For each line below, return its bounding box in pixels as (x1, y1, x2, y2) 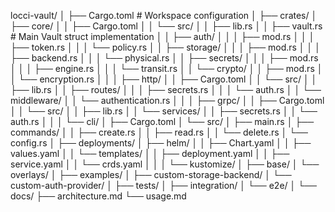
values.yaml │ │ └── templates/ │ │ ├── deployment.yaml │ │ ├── (10, 148, 290, 159)
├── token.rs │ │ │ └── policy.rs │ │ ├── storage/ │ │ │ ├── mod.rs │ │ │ (10, 41, 321, 53)
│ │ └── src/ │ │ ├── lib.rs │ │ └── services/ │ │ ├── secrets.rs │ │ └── (10, 105, 318, 117)
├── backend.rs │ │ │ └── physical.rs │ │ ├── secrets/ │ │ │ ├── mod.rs (10, 52, 319, 64)
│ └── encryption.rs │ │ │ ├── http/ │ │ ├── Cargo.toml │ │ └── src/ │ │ (10, 73, 318, 85)
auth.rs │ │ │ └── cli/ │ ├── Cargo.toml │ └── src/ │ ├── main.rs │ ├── (10, 116, 315, 127)
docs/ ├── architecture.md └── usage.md (10, 190, 187, 202)
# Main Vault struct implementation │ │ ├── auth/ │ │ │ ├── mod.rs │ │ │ (10, 31, 315, 42)
